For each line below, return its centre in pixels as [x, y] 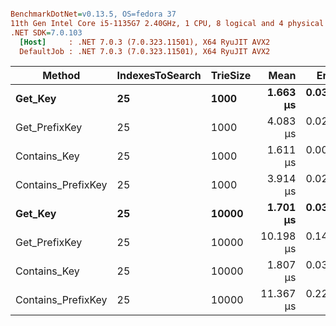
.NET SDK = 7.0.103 [46, 32]
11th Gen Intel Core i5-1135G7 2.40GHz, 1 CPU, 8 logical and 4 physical [167, 23]
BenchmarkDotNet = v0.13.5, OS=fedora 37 [93, 14]
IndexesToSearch [159, 76]
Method [61, 76]
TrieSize [231, 76]
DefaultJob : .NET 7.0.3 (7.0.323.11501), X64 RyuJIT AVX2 [145, 51]
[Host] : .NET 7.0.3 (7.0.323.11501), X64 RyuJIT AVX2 [145, 42]
